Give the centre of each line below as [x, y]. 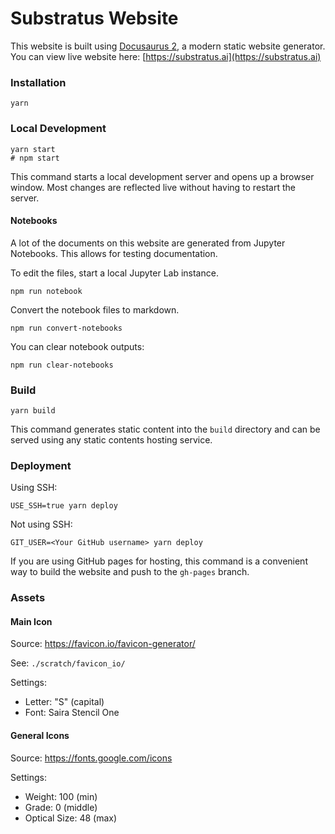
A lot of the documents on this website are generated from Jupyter [148, 243]
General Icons [40, 736]
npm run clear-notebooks [62, 365]
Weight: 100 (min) [61, 796]
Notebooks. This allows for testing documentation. [114, 253]
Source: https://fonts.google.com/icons [91, 758]
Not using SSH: [41, 524]
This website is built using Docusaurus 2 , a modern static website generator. [168, 46]
